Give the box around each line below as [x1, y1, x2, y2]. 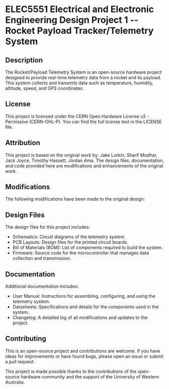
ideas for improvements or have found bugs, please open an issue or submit [5, 353, 164, 359]
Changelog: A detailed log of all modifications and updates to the [12, 314, 148, 321]
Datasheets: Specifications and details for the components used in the [12, 304, 159, 310]
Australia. [5, 379, 25, 385]
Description [5, 55, 43, 64]
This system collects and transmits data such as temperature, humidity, [5, 80, 154, 86]
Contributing [5, 335, 46, 343]
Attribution [5, 139, 40, 147]
